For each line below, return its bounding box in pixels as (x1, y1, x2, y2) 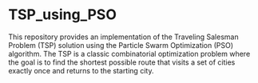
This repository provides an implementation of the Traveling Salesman (8, 32, 239, 41)
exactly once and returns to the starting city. (8, 65, 154, 75)
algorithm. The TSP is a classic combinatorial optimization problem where (8, 49, 251, 58)
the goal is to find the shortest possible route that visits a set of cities (8, 57, 236, 67)
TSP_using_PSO (8, 6, 117, 24)
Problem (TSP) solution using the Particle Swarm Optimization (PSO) (8, 40, 234, 49)
